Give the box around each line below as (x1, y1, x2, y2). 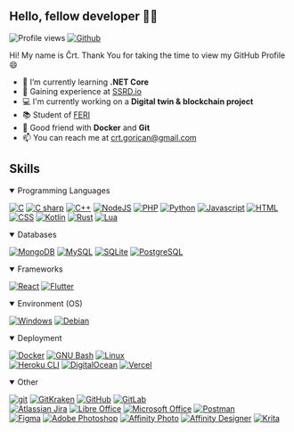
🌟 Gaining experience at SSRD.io (21, 86, 143, 96)
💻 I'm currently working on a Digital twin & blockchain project (21, 95, 254, 107)
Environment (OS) (17, 298, 83, 308)
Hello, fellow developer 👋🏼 (9, 9, 159, 24)
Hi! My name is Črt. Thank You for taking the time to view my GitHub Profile (9, 50, 286, 61)
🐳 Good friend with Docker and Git (21, 122, 151, 133)
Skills (9, 161, 40, 176)
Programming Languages (17, 184, 110, 196)
